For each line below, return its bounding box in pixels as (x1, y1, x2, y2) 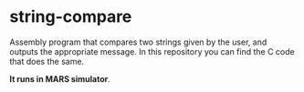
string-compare (9, 6, 132, 27)
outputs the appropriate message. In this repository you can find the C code (9, 46, 295, 56)
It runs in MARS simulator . (9, 73, 111, 84)
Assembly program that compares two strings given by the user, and (9, 36, 267, 47)
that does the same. (9, 56, 85, 66)
